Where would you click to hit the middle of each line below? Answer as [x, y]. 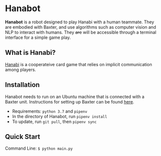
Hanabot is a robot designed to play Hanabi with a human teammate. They [80, 22]
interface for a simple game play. [38, 37]
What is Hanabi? [30, 53]
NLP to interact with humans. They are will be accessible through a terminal [81, 32]
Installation [22, 85]
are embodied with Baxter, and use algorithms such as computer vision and [81, 27]
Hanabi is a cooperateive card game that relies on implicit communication [79, 64]
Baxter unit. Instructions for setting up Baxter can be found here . [70, 102]
